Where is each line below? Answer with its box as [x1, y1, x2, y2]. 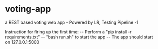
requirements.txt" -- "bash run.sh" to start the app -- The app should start [5, 34, 154, 40]
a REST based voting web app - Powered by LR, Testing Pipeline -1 [5, 19, 139, 25]
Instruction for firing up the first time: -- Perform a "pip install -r [5, 29, 132, 34]
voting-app [5, 3, 51, 15]
